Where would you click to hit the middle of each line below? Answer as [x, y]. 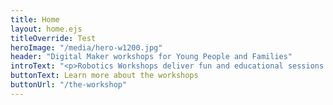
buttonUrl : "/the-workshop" [69, 85]
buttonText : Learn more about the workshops [104, 76]
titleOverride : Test [53, 38]
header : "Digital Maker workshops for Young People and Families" [151, 57]
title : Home [35, 19]
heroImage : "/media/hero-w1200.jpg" [86, 47]
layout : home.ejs [46, 29]
